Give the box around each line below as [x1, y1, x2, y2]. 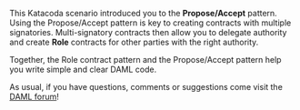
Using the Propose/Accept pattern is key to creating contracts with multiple [9, 17, 292, 28]
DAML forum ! [9, 91, 59, 102]
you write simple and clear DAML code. [9, 64, 157, 75]
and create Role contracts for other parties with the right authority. [9, 36, 259, 47]
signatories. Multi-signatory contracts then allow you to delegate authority [9, 27, 287, 37]
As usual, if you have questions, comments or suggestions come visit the [9, 82, 284, 92]
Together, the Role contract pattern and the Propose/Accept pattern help [9, 55, 282, 65]
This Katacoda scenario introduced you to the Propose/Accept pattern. [9, 8, 277, 18]
